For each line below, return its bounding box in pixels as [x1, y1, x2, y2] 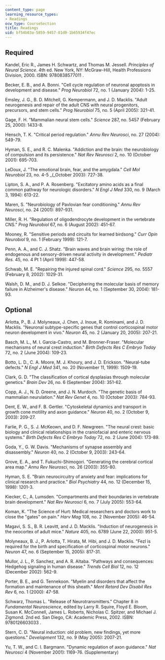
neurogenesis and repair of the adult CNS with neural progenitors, [5, 102, 139, 108]
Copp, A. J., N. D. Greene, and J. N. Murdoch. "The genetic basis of [5, 389, 142, 395]
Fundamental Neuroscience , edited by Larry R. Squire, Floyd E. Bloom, [5, 604, 148, 610]
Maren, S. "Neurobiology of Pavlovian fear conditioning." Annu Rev [5, 201, 141, 207]
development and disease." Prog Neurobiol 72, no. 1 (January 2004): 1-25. [5, 87, 156, 93]
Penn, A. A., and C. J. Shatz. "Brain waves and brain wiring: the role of [5, 246, 148, 252]
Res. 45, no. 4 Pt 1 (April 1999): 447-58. [5, 256, 85, 262]
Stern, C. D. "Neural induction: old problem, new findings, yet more [5, 629, 141, 635]
